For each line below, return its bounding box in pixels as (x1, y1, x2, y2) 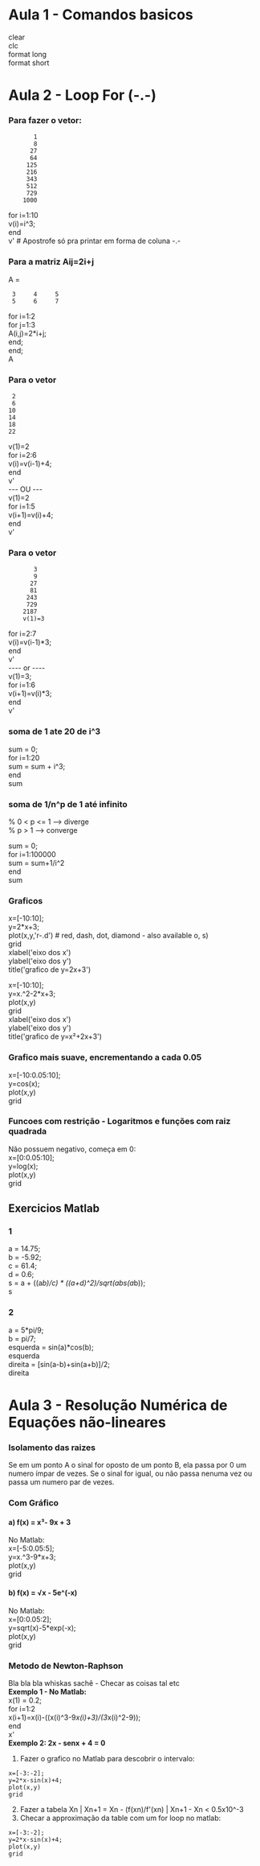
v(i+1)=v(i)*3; (8, 689, 52, 698)
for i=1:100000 (8, 849, 56, 859)
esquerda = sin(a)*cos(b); (8, 1342, 94, 1352)
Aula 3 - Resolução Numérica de (8, 1396, 228, 1414)
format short (8, 58, 50, 68)
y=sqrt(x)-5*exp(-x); (8, 1623, 76, 1633)
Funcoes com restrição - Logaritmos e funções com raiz (8, 1116, 231, 1127)
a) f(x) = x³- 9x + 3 (8, 1517, 71, 1526)
